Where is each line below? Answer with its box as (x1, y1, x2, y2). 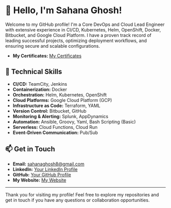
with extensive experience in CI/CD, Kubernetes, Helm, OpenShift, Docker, (5, 26, 161, 32)
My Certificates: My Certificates (12, 53, 82, 59)
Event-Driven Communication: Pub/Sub (12, 129, 98, 135)
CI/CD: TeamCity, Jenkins (12, 81, 67, 87)
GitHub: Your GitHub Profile (12, 171, 71, 178)
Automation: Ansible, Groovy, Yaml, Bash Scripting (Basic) (12, 119, 136, 125)
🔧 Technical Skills (5, 67, 63, 76)
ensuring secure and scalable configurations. (5, 43, 100, 49)
